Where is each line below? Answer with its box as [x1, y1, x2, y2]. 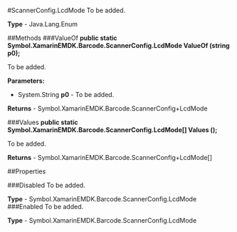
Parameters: [7, 76, 45, 85]
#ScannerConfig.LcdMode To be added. [7, 6, 126, 14]
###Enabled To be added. [7, 203, 84, 211]
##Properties [7, 167, 46, 176]
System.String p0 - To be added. [17, 91, 115, 99]
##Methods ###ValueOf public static [7, 34, 117, 42]
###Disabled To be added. [7, 181, 85, 189]
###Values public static [7, 118, 78, 126]
